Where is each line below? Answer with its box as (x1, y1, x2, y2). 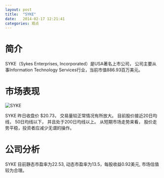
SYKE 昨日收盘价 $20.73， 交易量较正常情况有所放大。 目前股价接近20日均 (5, 113, 158, 119)
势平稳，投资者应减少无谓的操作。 (5, 125, 74, 131)
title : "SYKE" (5, 12, 36, 17)
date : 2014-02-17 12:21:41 (5, 16, 65, 21)
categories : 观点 (5, 21, 39, 26)
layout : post (5, 7, 32, 12)
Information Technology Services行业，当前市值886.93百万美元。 (9, 67, 143, 73)
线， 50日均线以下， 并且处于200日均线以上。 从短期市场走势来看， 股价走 (5, 119, 158, 125)
